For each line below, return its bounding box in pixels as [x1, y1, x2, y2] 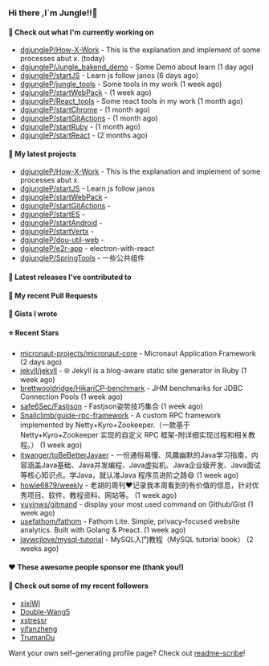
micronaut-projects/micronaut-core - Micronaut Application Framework [19, 349, 257, 359]
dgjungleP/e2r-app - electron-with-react [19, 244, 155, 253]
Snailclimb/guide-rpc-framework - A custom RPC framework [19, 410, 222, 421]
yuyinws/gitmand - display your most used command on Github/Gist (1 [19, 499, 254, 509]
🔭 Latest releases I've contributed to [8, 272, 132, 282]
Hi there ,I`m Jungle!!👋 [8, 7, 98, 18]
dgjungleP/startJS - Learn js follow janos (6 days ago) [19, 71, 199, 80]
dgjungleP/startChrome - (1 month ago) [19, 105, 150, 115]
